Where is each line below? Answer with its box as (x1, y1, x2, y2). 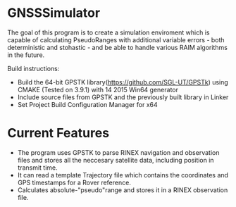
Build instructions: (7, 64, 60, 73)
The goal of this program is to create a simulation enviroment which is (7, 28, 210, 37)
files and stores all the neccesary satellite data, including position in (17, 156, 214, 164)
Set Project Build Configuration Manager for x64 (17, 100, 159, 108)
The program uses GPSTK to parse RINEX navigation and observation (17, 148, 220, 156)
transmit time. (17, 163, 58, 172)
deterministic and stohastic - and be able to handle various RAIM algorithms (7, 43, 228, 51)
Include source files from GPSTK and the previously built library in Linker (17, 93, 229, 101)
